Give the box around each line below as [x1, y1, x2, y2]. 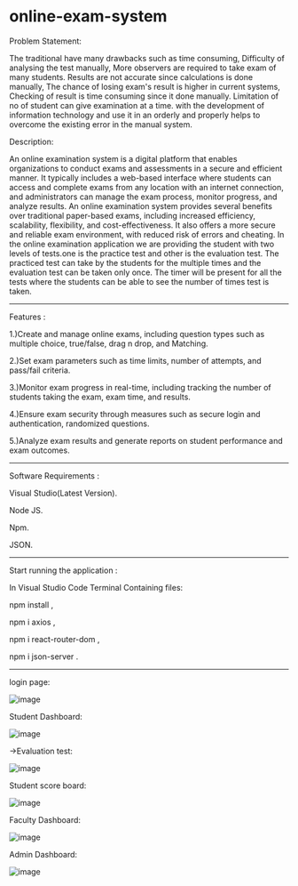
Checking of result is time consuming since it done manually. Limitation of [9, 91, 279, 101]
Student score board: [9, 780, 87, 791]
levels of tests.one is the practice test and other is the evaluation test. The [9, 247, 279, 259]
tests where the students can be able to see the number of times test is [9, 276, 270, 286]
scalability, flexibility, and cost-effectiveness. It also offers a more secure [9, 220, 277, 230]
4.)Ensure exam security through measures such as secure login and [9, 408, 261, 419]
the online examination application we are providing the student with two [9, 238, 275, 249]
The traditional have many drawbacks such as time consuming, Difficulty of [9, 52, 286, 63]
